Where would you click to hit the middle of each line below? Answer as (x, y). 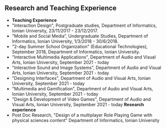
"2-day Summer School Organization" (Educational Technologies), (80, 46)
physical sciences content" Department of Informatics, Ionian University (85, 120)
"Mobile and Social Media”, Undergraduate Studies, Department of (80, 36)
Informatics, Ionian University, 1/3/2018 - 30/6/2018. (65, 41)
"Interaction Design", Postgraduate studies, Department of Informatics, (84, 25)
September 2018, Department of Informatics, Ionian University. (76, 52)
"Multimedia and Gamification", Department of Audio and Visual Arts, (83, 88)
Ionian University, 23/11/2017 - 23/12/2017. (55, 31)
